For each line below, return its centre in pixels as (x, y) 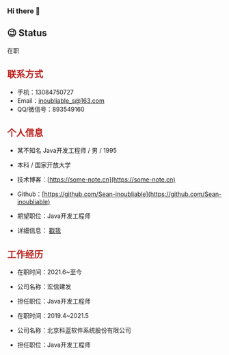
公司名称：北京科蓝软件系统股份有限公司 (74, 330)
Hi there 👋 (24, 11)
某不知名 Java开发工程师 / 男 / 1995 (67, 151)
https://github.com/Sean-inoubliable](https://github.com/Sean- (133, 194)
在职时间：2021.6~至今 (50, 272)
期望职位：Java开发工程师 (54, 216)
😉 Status (27, 33)
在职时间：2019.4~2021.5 (53, 316)
